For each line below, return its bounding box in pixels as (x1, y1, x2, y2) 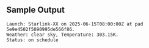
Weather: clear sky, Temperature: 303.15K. (6, 32, 119, 38)
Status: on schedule (6, 36, 59, 43)
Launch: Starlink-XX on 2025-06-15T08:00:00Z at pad (6, 21, 144, 27)
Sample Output (6, 5, 65, 15)
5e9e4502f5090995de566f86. (6, 26, 75, 32)
